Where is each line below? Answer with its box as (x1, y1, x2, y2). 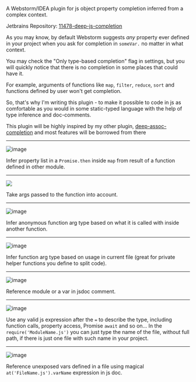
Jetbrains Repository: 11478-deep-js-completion (6, 23, 123, 29)
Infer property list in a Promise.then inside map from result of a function (6, 157, 176, 164)
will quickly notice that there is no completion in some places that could (6, 64, 178, 71)
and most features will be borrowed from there (34, 129, 146, 136)
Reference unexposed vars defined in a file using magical (6, 363, 144, 370)
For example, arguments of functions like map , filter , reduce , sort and (6, 81, 175, 88)
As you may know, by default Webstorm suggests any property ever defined (6, 34, 190, 40)
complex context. (6, 11, 48, 18)
